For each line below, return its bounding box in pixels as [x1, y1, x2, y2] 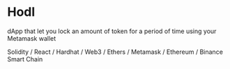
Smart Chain [7, 55, 43, 63]
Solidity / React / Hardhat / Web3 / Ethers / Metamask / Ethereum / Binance [7, 48, 223, 56]
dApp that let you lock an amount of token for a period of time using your [7, 27, 217, 35]
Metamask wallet [7, 34, 56, 42]
